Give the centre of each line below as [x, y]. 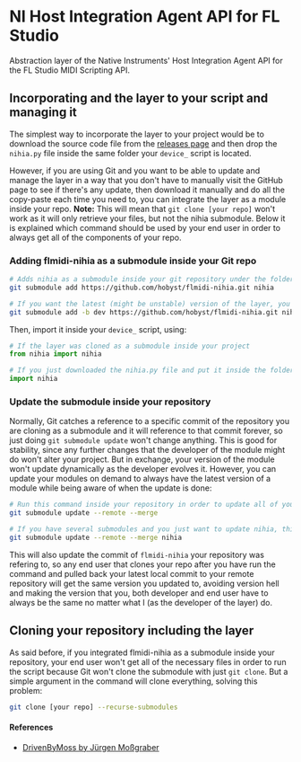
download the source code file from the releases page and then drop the [143, 143]
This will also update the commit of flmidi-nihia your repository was [137, 554]
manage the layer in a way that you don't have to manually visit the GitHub [146, 180]
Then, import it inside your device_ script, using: [98, 329]
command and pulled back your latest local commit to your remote [132, 573]
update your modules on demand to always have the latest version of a [140, 479]
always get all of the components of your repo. [95, 237]
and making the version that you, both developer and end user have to [139, 593]
